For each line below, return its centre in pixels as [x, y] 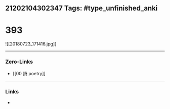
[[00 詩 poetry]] [29, 73]
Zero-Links [19, 62]
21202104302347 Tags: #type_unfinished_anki [81, 8]
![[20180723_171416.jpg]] [31, 44]
